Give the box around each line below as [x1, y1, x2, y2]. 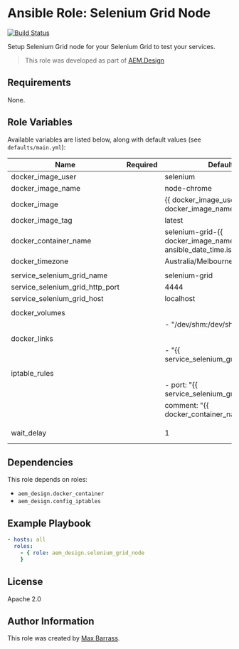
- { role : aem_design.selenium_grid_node [20, 549, 144, 556]
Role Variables [7, 116, 73, 129]
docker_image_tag [11, 215, 73, 225]
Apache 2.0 [7, 594, 41, 603]
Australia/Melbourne [164, 256, 233, 266]
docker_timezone [11, 256, 69, 266]
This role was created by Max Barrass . [7, 634, 120, 643]
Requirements [7, 77, 71, 89]
